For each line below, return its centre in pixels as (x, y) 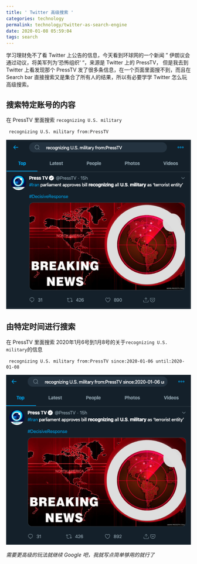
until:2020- (170, 361)
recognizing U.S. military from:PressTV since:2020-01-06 (81, 361)
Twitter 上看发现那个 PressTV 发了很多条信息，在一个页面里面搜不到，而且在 (98, 70)
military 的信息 (24, 349)
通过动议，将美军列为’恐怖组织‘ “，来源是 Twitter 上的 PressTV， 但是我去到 (97, 63)
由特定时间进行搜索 (41, 327)
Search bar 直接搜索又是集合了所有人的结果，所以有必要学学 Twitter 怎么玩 (97, 77)
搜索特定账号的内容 (41, 105)
